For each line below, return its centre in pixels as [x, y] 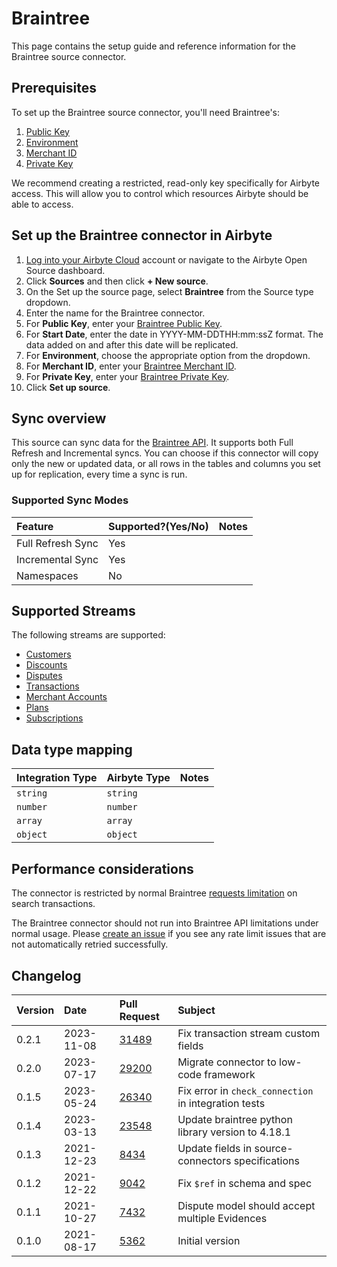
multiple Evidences [222, 1218]
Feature [35, 526]
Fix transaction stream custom [249, 1033]
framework [230, 1074]
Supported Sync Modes [70, 500]
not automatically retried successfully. [90, 944]
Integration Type [57, 778]
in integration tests [221, 1103]
